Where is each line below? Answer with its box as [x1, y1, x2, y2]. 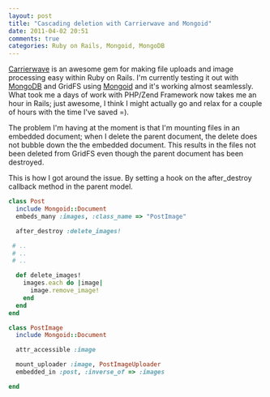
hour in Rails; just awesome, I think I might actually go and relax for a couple [8, 99, 263, 109]
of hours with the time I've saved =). [8, 107, 130, 117]
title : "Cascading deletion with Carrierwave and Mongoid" [8, 19, 212, 28]
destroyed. [8, 157, 45, 167]
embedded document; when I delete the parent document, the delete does [8, 131, 258, 142]
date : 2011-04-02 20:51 [8, 27, 89, 35]
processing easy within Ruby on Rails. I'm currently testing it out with [8, 73, 239, 83]
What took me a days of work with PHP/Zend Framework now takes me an [8, 90, 257, 100]
